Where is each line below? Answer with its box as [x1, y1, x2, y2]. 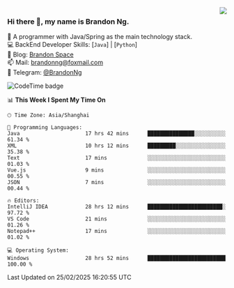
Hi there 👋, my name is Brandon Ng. [7, 17, 130, 26]
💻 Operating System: [7, 247, 70, 254]
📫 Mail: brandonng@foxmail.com [7, 59, 103, 67]
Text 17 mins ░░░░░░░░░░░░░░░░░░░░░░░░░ [7, 155, 226, 162]
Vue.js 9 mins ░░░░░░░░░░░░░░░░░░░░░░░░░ [7, 167, 226, 174]
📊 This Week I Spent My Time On [7, 96, 106, 104]
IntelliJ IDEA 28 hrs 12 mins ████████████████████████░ [7, 204, 226, 211]
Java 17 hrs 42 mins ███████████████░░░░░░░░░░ [7, 130, 226, 137]
